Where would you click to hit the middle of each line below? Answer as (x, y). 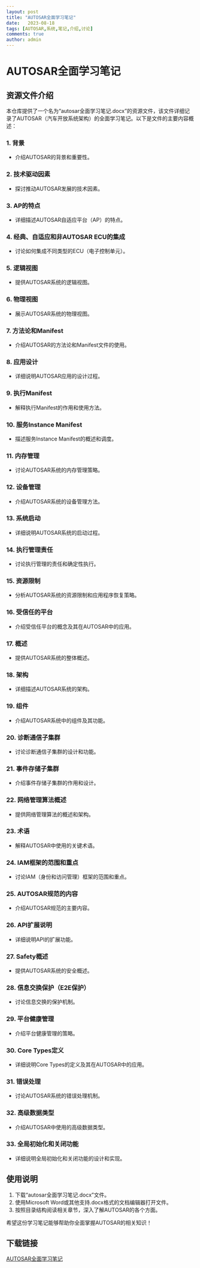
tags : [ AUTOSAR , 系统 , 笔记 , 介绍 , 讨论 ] (50, 29)
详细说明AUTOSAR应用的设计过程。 (59, 376)
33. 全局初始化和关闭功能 (43, 1144)
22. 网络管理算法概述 (37, 800)
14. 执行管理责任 (30, 549)
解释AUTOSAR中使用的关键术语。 (56, 846)
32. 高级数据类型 (30, 1113)
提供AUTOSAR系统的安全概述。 (54, 971)
